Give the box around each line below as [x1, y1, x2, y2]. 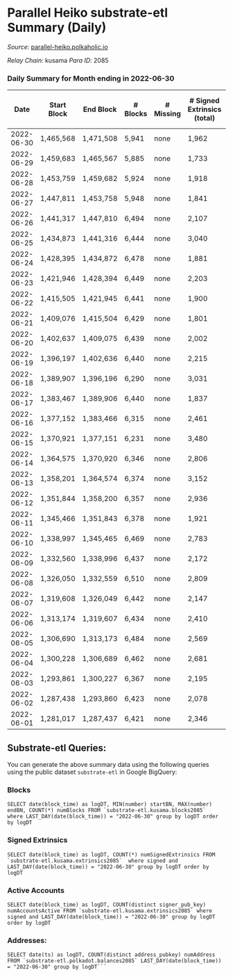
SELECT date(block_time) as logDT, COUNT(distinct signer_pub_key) [7, 901, 207, 908]
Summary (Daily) [7, 19, 107, 35]
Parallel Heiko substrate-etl [7, 5, 169, 21]
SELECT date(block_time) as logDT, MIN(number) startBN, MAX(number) [7, 801, 213, 808]
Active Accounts [7, 885, 64, 895]
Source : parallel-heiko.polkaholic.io [7, 42, 109, 51]
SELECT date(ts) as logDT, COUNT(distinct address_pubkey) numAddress [7, 951, 216, 958]
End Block [83, 104, 117, 114]
